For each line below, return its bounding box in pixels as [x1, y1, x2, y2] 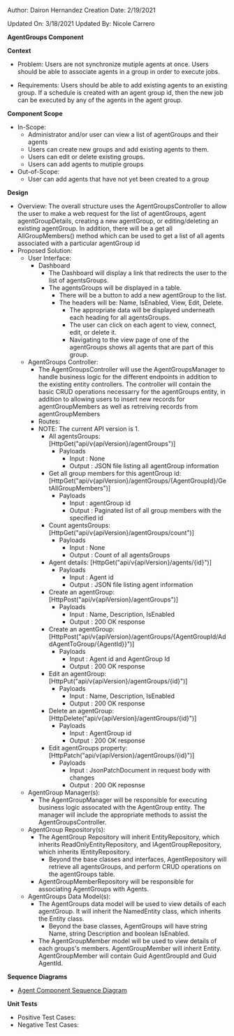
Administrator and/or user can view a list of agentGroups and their [27, 131, 219, 138]
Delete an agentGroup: [48, 707, 114, 715]
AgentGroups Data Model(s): [27, 892, 111, 900]
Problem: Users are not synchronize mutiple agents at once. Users [17, 60, 209, 68]
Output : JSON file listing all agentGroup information [69, 462, 219, 470]
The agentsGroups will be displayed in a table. [48, 284, 182, 292]
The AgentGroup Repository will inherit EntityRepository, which [38, 833, 220, 841]
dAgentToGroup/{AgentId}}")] [48, 640, 135, 648]
